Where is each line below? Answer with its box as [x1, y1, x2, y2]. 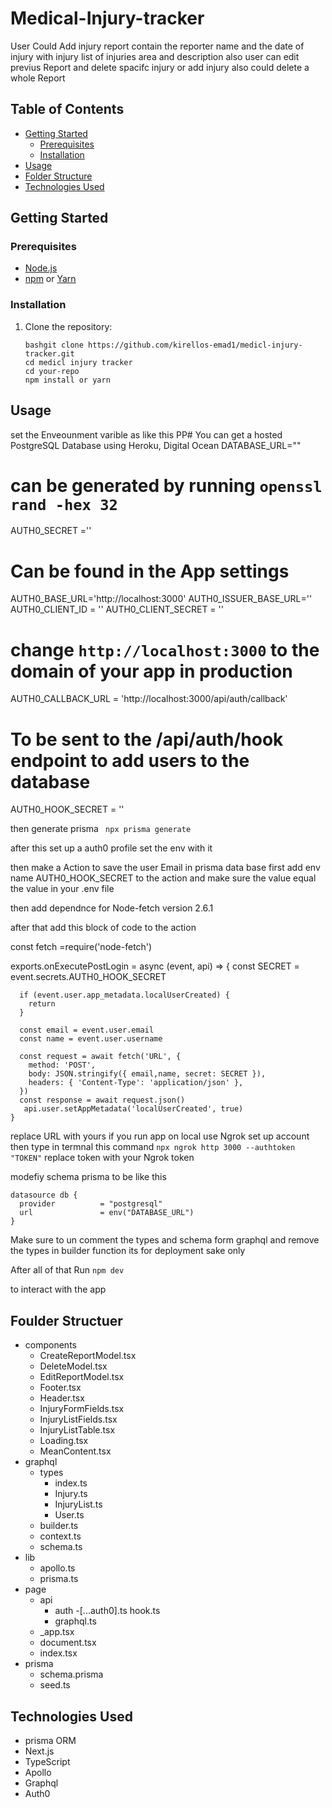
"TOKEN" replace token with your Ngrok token [10, 1152, 195, 1164]
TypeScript [24, 1755, 71, 1767]
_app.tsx [39, 1626, 75, 1638]
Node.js [24, 262, 58, 274]
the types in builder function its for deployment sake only [10, 1245, 246, 1257]
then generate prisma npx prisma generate [10, 823, 192, 835]
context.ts [39, 1530, 82, 1542]
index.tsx [39, 1647, 78, 1659]
